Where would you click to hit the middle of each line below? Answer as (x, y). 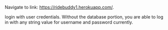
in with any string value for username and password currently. (69, 22)
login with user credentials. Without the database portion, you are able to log (84, 17)
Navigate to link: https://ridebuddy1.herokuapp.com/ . (59, 7)
